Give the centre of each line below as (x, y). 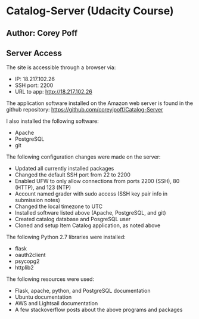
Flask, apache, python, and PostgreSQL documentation (83, 291)
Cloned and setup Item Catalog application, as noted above (88, 225)
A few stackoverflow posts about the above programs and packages (99, 310)
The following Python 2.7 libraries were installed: (66, 237)
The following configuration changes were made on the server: (83, 157)
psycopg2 (27, 261)
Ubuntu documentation (43, 297)
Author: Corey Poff (42, 33)
